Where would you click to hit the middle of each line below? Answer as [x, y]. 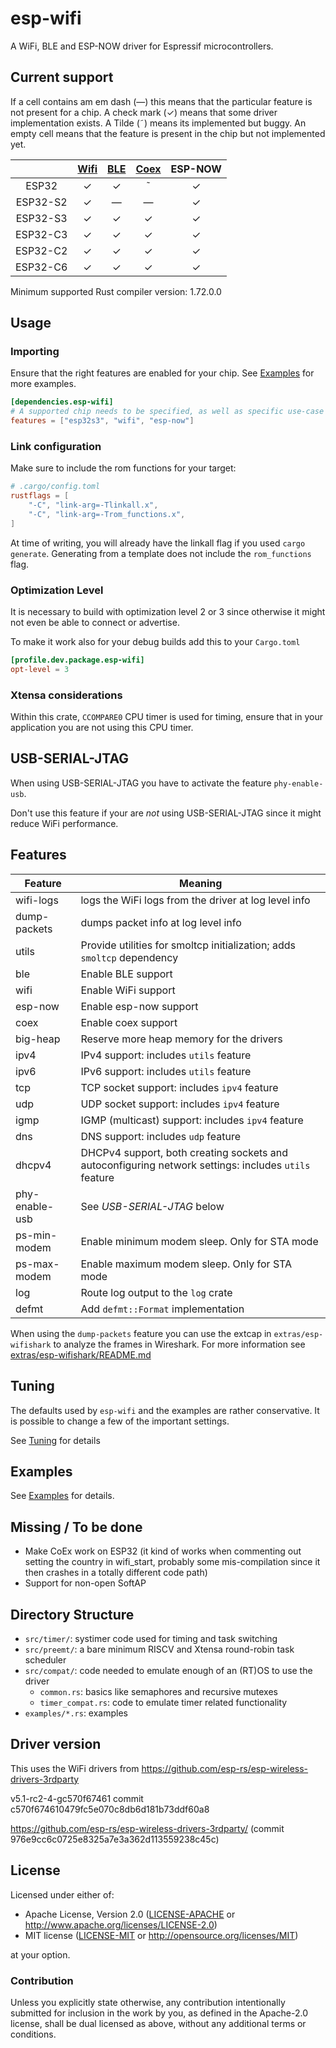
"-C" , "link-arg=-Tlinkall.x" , [93, 505]
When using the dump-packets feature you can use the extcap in [141, 1333]
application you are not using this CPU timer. [102, 728]
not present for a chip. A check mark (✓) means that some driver [144, 112]
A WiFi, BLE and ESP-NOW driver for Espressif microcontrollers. [142, 46]
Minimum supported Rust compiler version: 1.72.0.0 [116, 291]
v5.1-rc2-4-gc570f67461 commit [77, 1798]
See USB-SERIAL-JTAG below [152, 1206]
